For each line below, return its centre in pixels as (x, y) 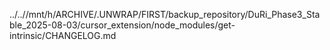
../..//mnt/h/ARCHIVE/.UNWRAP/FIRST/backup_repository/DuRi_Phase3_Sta (165, 14)
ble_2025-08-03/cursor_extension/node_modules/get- (122, 25)
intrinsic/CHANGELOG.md (63, 35)
